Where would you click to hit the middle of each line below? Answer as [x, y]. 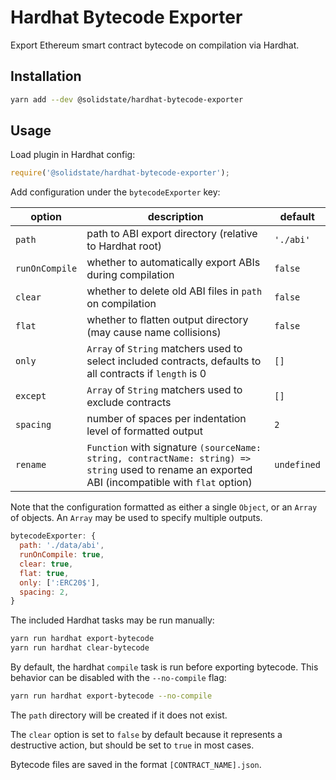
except [31, 396]
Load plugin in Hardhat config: [73, 155]
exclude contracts [129, 403]
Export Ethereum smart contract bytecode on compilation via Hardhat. [155, 45]
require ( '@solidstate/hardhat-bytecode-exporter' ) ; [120, 173]
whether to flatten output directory [167, 320]
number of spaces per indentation [166, 419]
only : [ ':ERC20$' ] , [60, 582]
